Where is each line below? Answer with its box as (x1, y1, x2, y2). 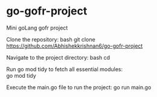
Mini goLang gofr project (6, 24, 68, 31)
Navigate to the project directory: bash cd (6, 54, 111, 61)
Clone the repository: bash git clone (6, 36, 95, 43)
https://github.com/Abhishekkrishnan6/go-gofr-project (6, 42, 143, 49)
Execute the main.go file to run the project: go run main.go (6, 83, 152, 91)
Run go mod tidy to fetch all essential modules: (6, 65, 123, 73)
